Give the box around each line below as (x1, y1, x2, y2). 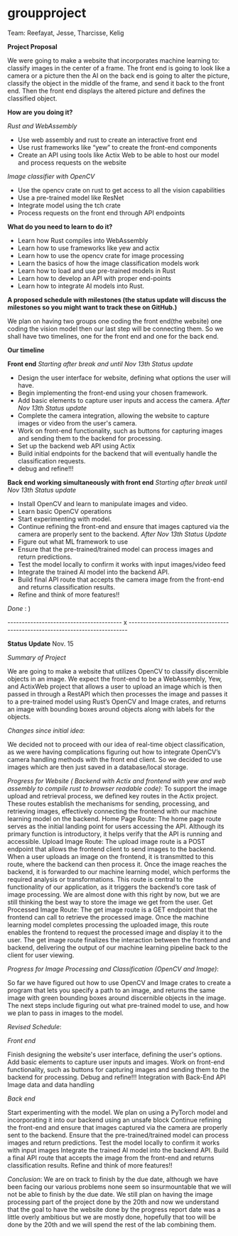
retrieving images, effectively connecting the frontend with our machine (7, 807, 217, 815)
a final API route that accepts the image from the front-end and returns (7, 1153, 215, 1162)
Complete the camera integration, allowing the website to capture (17, 411, 210, 420)
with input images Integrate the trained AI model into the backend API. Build (7, 1145, 229, 1154)
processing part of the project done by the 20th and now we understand (7, 1198, 220, 1206)
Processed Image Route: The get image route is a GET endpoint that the (7, 905, 218, 914)
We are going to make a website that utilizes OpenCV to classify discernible (7, 666, 229, 675)
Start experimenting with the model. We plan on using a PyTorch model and (7, 1108, 229, 1116)
